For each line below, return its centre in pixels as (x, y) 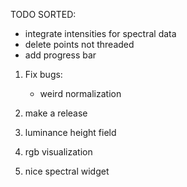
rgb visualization (58, 152)
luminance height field (70, 132)
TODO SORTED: (43, 14)
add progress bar (60, 55)
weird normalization (80, 93)
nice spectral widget (67, 171)
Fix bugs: (43, 74)
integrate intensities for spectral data (100, 33)
